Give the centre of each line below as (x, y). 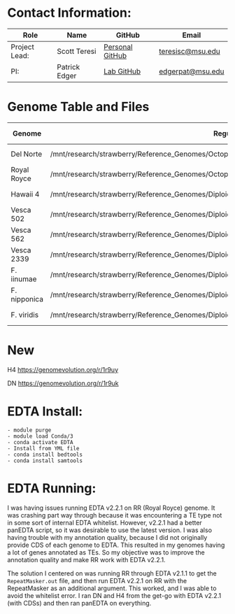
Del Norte (27, 154)
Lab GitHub (122, 71)
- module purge (29, 430)
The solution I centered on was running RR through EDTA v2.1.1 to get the (112, 573)
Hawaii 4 (25, 194)
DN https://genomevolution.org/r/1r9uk (63, 383)
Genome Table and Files (78, 107)
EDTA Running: (52, 488)
